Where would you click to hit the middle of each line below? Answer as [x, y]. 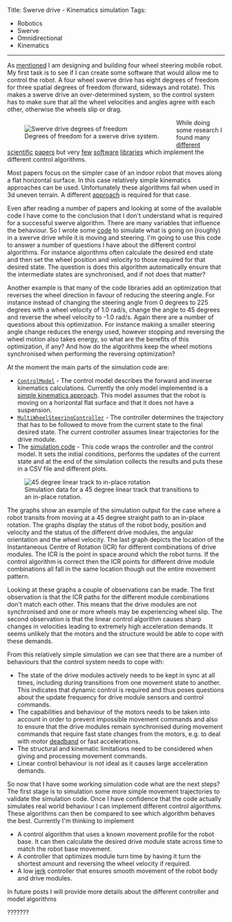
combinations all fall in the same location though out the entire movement [112, 569]
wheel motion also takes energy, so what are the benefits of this [98, 339]
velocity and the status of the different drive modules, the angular [100, 532]
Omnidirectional [40, 38]
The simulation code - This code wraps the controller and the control [115, 446]
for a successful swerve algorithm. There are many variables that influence [114, 223]
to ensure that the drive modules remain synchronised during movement [120, 726]
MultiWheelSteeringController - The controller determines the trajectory [120, 417]
